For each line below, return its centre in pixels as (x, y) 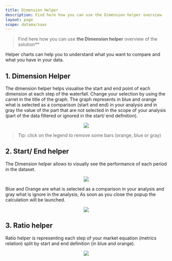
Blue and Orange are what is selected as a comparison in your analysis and (85, 189)
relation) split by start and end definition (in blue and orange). (70, 243)
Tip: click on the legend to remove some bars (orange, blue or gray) (90, 135)
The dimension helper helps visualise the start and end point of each (78, 88)
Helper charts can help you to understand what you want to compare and (83, 54)
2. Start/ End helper (37, 151)
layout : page (19, 20)
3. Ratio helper (29, 226)
